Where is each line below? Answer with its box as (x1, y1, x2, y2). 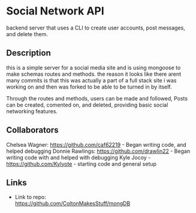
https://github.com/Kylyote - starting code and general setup (6, 160, 157, 167)
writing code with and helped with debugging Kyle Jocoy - (6, 153, 151, 161)
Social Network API (6, 4, 105, 18)
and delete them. (6, 30, 48, 37)
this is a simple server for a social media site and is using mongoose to (6, 64, 181, 71)
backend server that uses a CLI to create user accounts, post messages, (6, 24, 186, 31)
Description (6, 48, 51, 58)
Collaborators (6, 125, 59, 135)
